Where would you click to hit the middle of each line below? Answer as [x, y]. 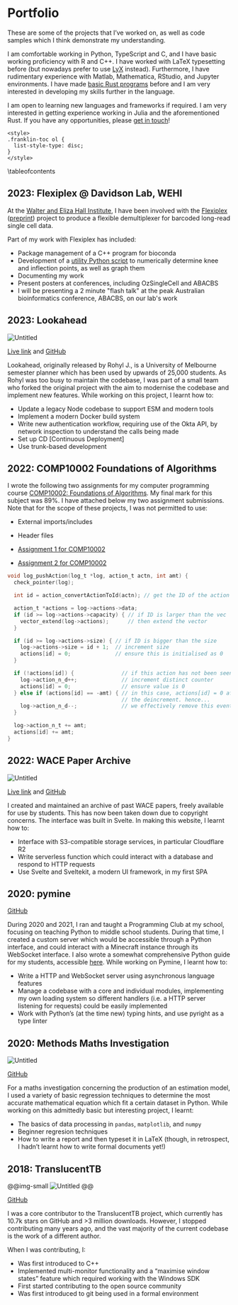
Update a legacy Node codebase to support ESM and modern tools [115, 409]
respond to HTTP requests [56, 864]
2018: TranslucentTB [54, 1169]
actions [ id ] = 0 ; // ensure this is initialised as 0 [121, 654]
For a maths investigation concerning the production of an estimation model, [119, 1088]
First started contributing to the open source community [100, 1286]
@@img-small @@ [51, 1186]
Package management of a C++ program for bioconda [97, 253]
